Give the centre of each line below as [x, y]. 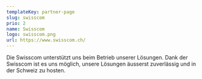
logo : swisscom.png [31, 35]
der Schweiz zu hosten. [36, 70]
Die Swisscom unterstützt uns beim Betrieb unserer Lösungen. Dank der [97, 57]
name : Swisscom [26, 29]
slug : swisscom [26, 18]
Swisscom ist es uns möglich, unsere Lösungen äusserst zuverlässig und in [101, 64]
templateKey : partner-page [41, 12]
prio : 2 [16, 23]
